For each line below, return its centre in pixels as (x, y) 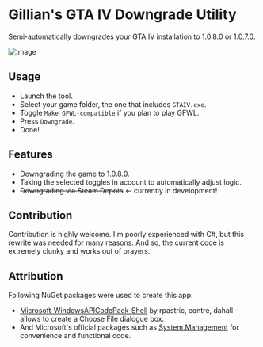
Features (30, 155)
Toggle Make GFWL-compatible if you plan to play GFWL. (109, 112)
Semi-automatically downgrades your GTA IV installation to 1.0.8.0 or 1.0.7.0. (132, 36)
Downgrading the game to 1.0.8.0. (74, 173)
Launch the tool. (46, 96)
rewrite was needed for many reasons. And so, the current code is (116, 242)
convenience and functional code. (75, 336)
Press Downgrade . (47, 121)
